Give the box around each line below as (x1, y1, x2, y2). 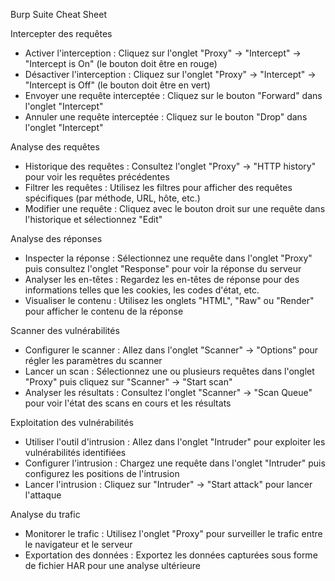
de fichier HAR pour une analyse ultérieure (24, 560, 201, 571)
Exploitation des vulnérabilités (10, 417, 134, 428)
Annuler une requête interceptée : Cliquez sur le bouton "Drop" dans (24, 111, 308, 123)
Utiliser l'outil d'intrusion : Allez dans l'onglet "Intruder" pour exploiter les (24, 436, 326, 448)
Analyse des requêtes (10, 141, 100, 153)
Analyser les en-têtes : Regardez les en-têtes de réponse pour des (24, 274, 300, 285)
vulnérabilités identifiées (24, 447, 127, 458)
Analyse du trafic (10, 509, 81, 520)
